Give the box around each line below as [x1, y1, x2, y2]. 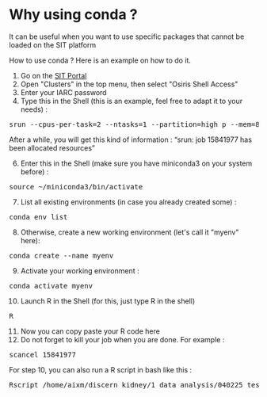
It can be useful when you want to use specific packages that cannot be [9, 32, 245, 41]
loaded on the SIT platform [9, 40, 97, 49]
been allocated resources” [9, 143, 96, 152]
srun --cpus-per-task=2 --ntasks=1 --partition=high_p [9, 120, 227, 128]
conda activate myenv [9, 281, 93, 290]
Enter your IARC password [20, 87, 107, 97]
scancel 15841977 [9, 350, 76, 359]
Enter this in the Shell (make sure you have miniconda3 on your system [20, 158, 253, 168]
